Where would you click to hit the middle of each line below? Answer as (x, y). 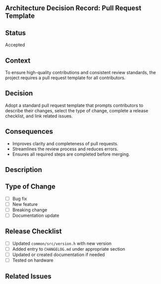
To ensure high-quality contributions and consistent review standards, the (80, 73)
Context (18, 60)
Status (16, 33)
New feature (25, 204)
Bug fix (20, 198)
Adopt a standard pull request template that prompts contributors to (74, 105)
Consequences (29, 132)
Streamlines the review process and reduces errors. (65, 149)
